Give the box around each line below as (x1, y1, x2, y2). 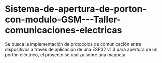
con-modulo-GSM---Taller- (5, 14, 121, 25)
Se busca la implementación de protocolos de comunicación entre (5, 41, 141, 47)
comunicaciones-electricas (5, 25, 122, 36)
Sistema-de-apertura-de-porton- (5, 3, 147, 15)
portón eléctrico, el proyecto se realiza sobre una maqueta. (5, 51, 127, 58)
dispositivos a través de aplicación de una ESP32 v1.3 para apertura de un (5, 46, 158, 52)
